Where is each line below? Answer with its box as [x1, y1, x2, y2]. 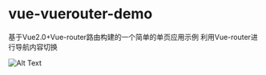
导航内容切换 [14, 41, 58, 52]
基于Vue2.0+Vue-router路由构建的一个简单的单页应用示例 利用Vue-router [8, 32, 251, 41]
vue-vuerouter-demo [8, 5, 153, 23]
